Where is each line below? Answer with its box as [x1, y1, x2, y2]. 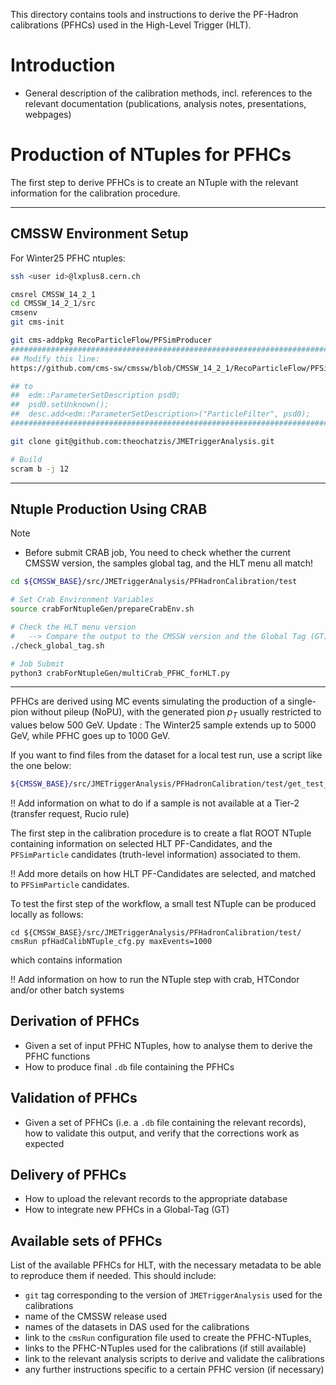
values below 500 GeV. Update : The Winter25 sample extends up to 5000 [10, 719, 317, 731]
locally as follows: [10, 909, 84, 921]
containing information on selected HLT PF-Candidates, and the [10, 838, 273, 850]
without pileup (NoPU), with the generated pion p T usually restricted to [30, 706, 322, 721]
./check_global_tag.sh [10, 640, 105, 651]
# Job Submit [10, 659, 65, 669]
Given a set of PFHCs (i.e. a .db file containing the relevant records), [24, 1116, 307, 1128]
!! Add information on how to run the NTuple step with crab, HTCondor [10, 974, 300, 986]
